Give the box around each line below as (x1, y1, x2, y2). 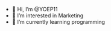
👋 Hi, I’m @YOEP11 (11, 6, 59, 13)
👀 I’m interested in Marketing (11, 12, 84, 19)
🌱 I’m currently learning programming (11, 18, 106, 25)
